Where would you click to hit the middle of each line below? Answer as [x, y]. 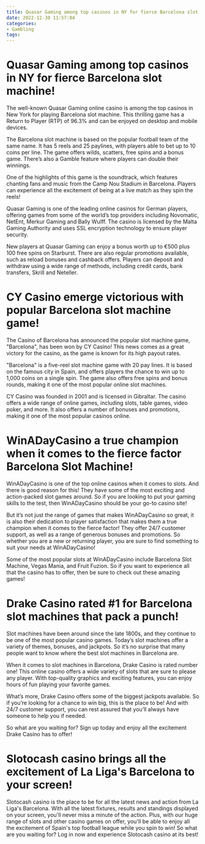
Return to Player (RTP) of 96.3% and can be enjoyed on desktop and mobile [102, 121]
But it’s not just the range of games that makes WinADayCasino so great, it [100, 515]
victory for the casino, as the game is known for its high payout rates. [94, 353]
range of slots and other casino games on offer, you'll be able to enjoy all [98, 821]
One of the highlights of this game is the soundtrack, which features [92, 177]
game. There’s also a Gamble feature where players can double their [92, 159]
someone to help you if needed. [47, 715]
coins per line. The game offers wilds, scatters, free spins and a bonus [95, 152]
